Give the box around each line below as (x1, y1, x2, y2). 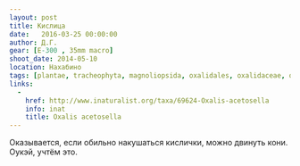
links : (9, 79, 34, 88)
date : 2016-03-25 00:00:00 (9, 29, 118, 38)
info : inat (25, 104, 66, 113)
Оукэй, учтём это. (9, 146, 78, 157)
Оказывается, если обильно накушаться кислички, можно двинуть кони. (9, 137, 288, 148)
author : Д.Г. (9, 37, 58, 47)
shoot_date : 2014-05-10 (9, 54, 98, 63)
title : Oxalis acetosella (25, 112, 122, 121)
